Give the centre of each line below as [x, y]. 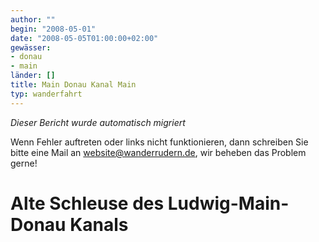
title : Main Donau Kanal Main [73, 85]
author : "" [33, 19]
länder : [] [33, 76]
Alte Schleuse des [87, 203]
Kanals [99, 224]
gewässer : [31, 47]
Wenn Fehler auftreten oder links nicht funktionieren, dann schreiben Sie [159, 142]
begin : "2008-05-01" [53, 29]
